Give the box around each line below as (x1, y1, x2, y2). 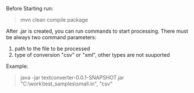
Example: (6, 63, 29, 70)
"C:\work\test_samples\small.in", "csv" (20, 80, 113, 87)
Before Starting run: (6, 5, 54, 12)
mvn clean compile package (20, 16, 89, 23)
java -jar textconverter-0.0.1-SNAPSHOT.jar (20, 74, 124, 81)
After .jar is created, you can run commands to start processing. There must (6, 27, 188, 35)
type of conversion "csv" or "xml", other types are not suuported (14, 51, 170, 58)
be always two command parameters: (6, 34, 97, 40)
